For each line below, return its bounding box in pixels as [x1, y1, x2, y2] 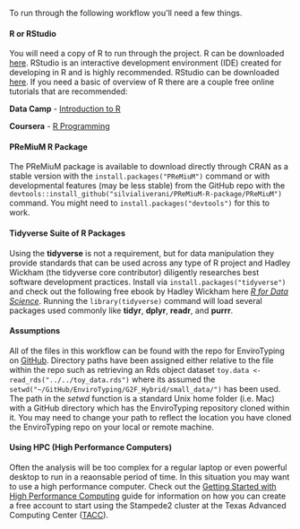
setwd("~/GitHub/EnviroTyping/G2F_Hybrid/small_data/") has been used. [9, 383, 281, 394]
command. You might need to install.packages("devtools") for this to [9, 197, 270, 209]
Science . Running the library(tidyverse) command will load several [9, 295, 262, 306]
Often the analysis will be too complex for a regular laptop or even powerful [9, 462, 287, 473]
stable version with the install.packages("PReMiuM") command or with [9, 170, 270, 182]
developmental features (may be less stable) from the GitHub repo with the [9, 180, 286, 191]
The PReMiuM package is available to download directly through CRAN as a [9, 161, 289, 172]
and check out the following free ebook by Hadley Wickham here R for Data [9, 286, 289, 297]
